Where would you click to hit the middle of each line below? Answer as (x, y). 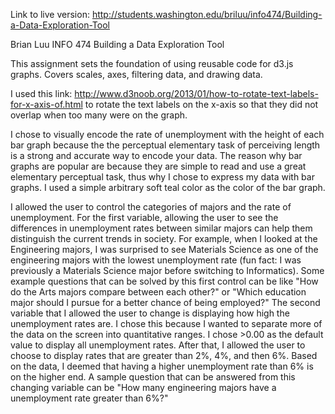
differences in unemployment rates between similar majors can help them (161, 228)
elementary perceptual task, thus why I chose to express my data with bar (162, 177)
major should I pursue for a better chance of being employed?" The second (165, 302)
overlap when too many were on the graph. (99, 115)
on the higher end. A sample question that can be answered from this (153, 377)
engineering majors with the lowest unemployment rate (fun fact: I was (156, 260)
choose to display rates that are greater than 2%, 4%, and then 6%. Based (164, 355)
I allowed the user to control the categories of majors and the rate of (151, 207)
